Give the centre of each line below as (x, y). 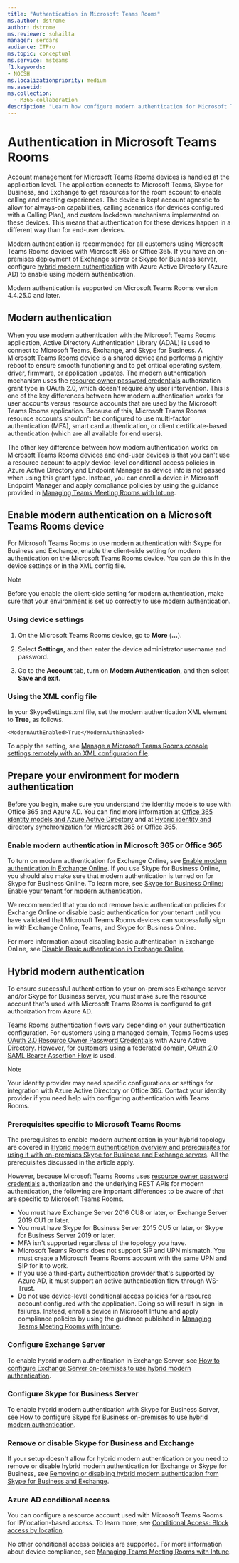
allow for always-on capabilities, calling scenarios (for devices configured (116, 207)
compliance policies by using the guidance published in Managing (115, 1319)
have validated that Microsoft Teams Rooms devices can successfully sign (116, 920)
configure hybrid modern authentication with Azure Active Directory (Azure (117, 266)
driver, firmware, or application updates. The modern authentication (107, 373)
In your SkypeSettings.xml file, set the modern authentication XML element (117, 712)
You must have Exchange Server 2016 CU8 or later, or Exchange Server (122, 1213)
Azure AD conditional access (59, 1500)
